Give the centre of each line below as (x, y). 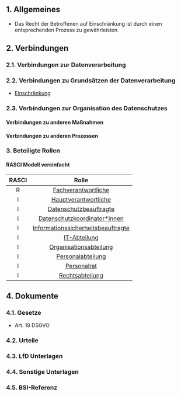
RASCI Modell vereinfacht (38, 165)
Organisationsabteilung (81, 246)
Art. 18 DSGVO (32, 325)
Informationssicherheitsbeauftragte (81, 228)
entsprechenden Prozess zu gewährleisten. (67, 30)
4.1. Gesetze (24, 312)
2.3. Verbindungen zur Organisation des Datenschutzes (87, 109)
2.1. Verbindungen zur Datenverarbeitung (66, 65)
